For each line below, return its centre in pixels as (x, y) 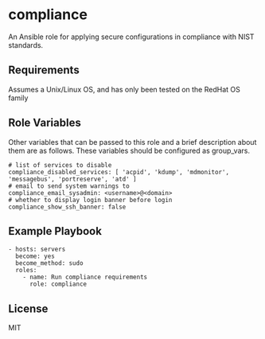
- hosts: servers (37, 249)
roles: (26, 271)
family (18, 98)
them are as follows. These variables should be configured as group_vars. (129, 150)
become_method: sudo (49, 263)
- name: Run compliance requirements (85, 277)
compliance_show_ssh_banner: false (67, 207)
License (28, 308)
